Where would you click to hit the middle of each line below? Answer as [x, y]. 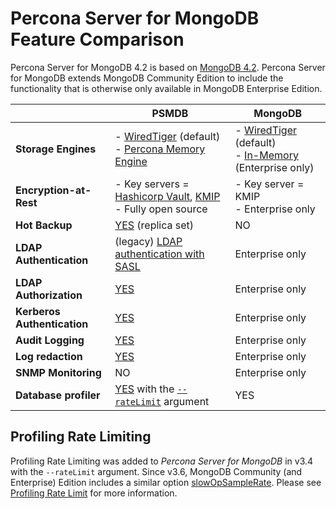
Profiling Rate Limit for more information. [94, 493]
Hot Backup [44, 225]
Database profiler [58, 395]
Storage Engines [56, 149]
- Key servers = [152, 184]
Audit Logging [50, 340]
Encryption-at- [53, 190]
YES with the [144, 389]
